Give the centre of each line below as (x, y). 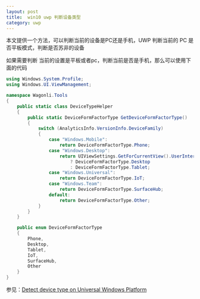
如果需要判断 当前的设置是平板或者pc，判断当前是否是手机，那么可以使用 (96, 61)
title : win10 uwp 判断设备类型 (44, 17)
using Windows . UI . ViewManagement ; (49, 85)
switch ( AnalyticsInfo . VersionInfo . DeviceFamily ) (101, 128)
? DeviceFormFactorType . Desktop (110, 162)
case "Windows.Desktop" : (79, 150)
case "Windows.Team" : (75, 184)
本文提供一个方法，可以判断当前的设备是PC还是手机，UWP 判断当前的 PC (97, 40)
